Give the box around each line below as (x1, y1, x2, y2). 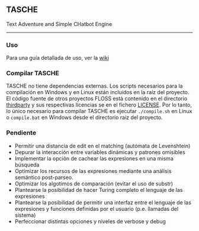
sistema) (14, 211, 36, 219)
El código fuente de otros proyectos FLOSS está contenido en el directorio (6, 95, 188, 102)
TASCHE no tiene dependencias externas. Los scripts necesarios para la (6, 82, 183, 89)
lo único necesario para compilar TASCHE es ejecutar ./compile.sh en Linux (6, 108, 192, 115)
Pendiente (6, 129, 37, 137)
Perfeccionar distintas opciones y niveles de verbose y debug (14, 217, 166, 224)
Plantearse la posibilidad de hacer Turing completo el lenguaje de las (14, 186, 183, 193)
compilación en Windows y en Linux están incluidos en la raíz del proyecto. (6, 89, 190, 96)
